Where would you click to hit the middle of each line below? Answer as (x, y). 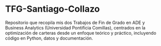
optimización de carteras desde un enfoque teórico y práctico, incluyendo (81, 33)
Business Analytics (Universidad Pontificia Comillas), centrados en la (75, 27)
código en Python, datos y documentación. (49, 38)
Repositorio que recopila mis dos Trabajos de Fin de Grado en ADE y (75, 23)
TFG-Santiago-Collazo (53, 9)
